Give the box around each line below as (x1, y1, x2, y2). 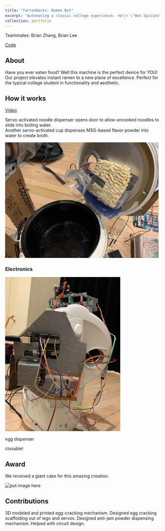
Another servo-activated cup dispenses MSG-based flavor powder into (5, 127, 149, 133)
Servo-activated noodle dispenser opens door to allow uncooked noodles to (5, 117, 159, 123)
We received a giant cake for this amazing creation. (5, 473, 109, 479)
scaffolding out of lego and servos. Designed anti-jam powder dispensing (5, 515, 154, 521)
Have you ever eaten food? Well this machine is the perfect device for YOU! (5, 70, 158, 75)
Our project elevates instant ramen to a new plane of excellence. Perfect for (5, 74, 159, 81)
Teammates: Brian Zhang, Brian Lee (5, 33, 78, 38)
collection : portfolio (5, 18, 52, 23)
